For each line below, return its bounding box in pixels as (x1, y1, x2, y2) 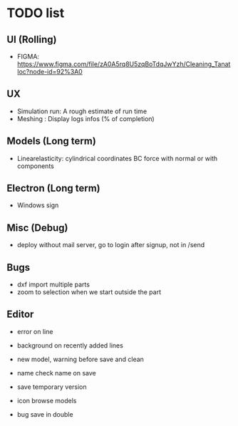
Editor (6, 308, 34, 321)
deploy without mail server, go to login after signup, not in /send (16, 241, 205, 249)
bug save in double (16, 410, 73, 418)
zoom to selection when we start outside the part (16, 288, 162, 296)
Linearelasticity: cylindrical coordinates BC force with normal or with (16, 154, 218, 162)
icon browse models (16, 396, 77, 405)
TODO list (6, 5, 65, 21)
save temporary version (16, 383, 87, 391)
